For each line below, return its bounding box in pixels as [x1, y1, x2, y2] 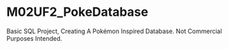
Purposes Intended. [6, 34, 63, 42]
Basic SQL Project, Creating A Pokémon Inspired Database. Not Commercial [6, 27, 222, 35]
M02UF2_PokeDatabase [6, 4, 149, 20]
